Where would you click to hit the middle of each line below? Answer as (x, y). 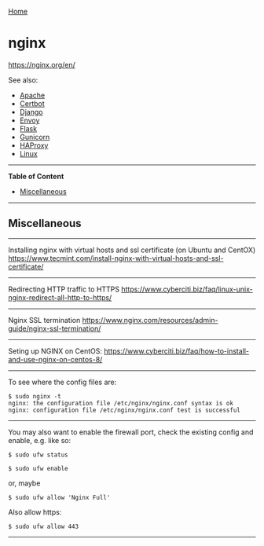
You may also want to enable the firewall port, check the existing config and (131, 432)
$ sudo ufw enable (38, 468)
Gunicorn (35, 137)
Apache (32, 95)
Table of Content (36, 176)
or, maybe (24, 483)
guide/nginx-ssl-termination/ (55, 328)
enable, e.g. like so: (40, 440)
